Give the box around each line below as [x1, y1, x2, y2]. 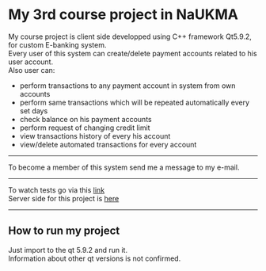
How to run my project [8, 224, 120, 238]
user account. [8, 57, 54, 67]
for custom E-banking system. [8, 40, 107, 49]
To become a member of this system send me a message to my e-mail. [8, 162, 240, 172]
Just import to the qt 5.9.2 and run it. [8, 245, 128, 254]
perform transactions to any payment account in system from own [19, 81, 236, 90]
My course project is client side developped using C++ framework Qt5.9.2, [8, 32, 252, 41]
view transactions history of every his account [19, 131, 171, 140]
